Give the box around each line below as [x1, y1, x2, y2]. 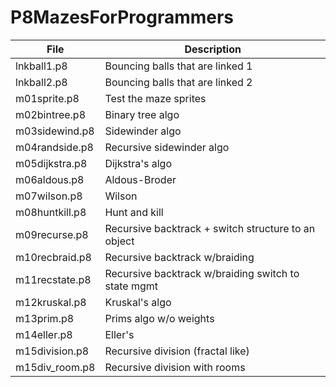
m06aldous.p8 [15, 172, 85, 186]
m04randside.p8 [15, 140, 94, 154]
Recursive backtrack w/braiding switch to [104, 266, 300, 280]
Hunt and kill [104, 205, 164, 219]
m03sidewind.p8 [15, 124, 95, 138]
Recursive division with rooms [104, 360, 246, 374]
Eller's [104, 327, 135, 341]
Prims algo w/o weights [104, 311, 215, 325]
